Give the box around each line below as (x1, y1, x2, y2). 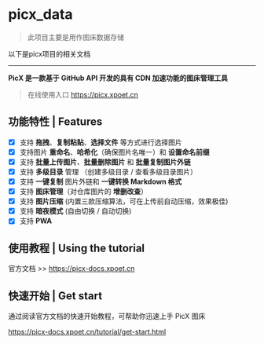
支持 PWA (19, 216, 53, 225)
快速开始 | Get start (8, 289, 103, 302)
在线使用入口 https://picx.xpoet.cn (27, 90, 139, 99)
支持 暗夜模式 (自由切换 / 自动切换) (19, 207, 132, 216)
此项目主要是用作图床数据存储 (27, 32, 124, 42)
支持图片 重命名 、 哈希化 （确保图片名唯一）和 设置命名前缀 (19, 147, 210, 156)
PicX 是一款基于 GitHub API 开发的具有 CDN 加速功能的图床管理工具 (8, 73, 228, 82)
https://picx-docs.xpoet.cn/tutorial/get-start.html (8, 327, 167, 336)
